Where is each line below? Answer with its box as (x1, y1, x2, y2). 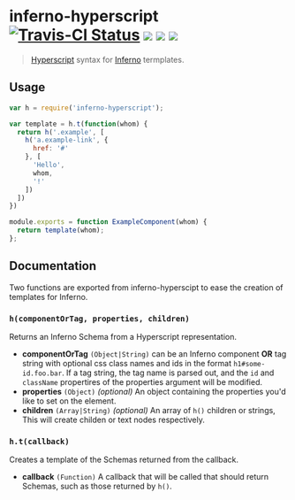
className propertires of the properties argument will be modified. (21, 376, 263, 387)
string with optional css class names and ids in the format (21, 358, 232, 368)
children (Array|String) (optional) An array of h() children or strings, (21, 404, 276, 415)
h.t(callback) (9, 436, 70, 446)
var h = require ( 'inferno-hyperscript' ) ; (9, 104, 164, 112)
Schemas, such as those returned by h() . (21, 481, 172, 492)
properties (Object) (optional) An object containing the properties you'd (21, 386, 286, 396)
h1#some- (233, 359, 266, 368)
